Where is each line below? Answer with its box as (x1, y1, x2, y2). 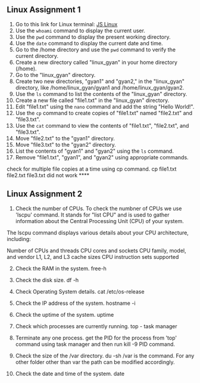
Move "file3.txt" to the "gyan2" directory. (15, 141, 117, 148)
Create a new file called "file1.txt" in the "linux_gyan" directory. (15, 97, 170, 104)
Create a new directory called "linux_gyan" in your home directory (15, 58, 178, 66)
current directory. (15, 52, 59, 59)
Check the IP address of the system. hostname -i (15, 299, 136, 307)
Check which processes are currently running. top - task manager (15, 322, 177, 330)
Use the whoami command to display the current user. (15, 27, 145, 34)
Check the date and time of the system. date (15, 370, 124, 377)
